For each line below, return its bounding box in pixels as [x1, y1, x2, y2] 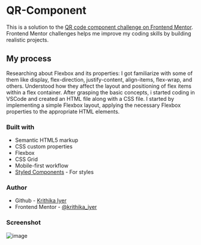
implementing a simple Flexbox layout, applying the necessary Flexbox [6, 101, 181, 109]
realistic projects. [6, 36, 49, 43]
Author [6, 183, 28, 192]
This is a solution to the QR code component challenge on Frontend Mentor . [6, 23, 193, 31]
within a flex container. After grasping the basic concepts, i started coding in [6, 88, 195, 96]
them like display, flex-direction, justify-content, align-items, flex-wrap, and [6, 76, 193, 83]
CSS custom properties [14, 143, 73, 150]
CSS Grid [14, 156, 38, 163]
